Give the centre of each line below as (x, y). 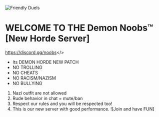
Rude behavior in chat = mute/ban (47, 98)
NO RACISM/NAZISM (34, 78)
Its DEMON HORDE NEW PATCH (45, 62)
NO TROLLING (27, 67)
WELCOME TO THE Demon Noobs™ (79, 28)
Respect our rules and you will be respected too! (62, 103)
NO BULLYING (27, 83)
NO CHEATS (25, 72)
